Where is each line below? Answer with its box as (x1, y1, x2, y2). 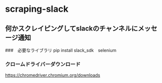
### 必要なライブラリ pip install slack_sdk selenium (5, 48, 117, 53)
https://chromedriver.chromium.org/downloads (5, 72, 100, 78)
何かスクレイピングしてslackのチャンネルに (5, 24, 138, 32)
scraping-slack (5, 3, 69, 15)
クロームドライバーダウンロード (5, 60, 81, 67)
